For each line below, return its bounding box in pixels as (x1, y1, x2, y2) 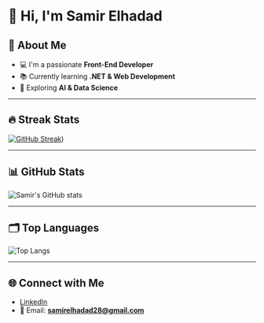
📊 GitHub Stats (8, 165, 85, 179)
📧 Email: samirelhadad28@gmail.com (19, 306, 145, 315)
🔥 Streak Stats (8, 113, 80, 127)
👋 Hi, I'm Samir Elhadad (8, 7, 163, 25)
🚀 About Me (8, 39, 67, 52)
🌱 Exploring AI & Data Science (19, 83, 119, 92)
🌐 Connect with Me (8, 276, 104, 290)
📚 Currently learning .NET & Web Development (19, 72, 175, 81)
